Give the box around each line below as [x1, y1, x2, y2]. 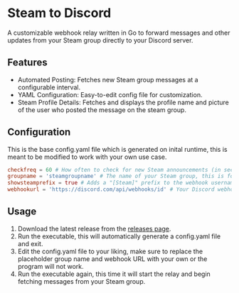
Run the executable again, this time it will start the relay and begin [17, 270, 211, 278]
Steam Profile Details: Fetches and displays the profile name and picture [17, 98, 230, 106]
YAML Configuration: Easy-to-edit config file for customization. [17, 90, 203, 99]
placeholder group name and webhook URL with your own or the [17, 254, 208, 263]
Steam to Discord [7, 5, 112, 21]
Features [7, 57, 48, 69]
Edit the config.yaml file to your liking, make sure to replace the [17, 247, 203, 255]
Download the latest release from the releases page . [17, 224, 171, 233]
